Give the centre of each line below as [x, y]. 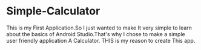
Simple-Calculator [53, 11]
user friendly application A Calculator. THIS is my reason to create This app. [101, 40]
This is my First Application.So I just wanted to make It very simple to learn [99, 28]
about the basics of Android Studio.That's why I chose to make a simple [96, 34]
